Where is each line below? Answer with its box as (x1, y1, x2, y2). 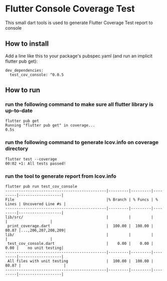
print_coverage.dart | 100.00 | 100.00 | (7, 224, 154, 229)
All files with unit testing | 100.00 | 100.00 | (7, 259, 154, 264)
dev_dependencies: (5, 68, 44, 73)
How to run (5, 86, 41, 94)
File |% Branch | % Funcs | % (5, 197, 158, 202)
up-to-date (5, 107, 33, 114)
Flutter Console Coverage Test (5, 3, 135, 15)
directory (5, 145, 29, 152)
